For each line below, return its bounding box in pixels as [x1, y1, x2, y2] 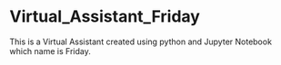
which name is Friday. [9, 45, 91, 56]
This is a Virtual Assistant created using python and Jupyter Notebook [9, 36, 273, 47]
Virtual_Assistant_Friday [9, 6, 200, 27]
